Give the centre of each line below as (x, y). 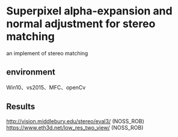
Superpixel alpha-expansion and (89, 11)
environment (31, 72)
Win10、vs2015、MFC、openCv (46, 87)
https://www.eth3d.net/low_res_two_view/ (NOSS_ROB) (75, 127)
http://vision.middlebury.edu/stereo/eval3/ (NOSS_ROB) (75, 121)
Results (21, 107)
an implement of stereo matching (47, 53)
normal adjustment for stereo (81, 24)
